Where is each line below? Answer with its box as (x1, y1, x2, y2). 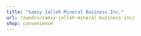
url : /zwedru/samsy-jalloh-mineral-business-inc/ (6, 15, 136, 21)
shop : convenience (6, 20, 53, 26)
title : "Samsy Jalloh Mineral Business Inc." (6, 9, 124, 15)
